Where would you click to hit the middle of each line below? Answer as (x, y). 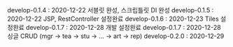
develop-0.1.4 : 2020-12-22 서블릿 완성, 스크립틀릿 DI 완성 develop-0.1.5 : (111, 10)
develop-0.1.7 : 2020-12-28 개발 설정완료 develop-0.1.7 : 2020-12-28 (123, 27)
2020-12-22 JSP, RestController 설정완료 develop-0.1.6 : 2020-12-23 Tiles (113, 19)
